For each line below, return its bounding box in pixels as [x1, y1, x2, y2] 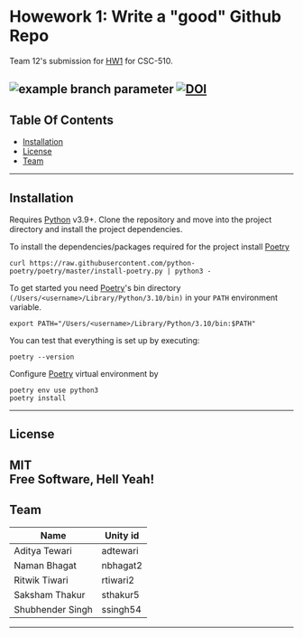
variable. [9, 301, 42, 313]
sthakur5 [101, 588, 140, 601]
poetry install [9, 393, 67, 403]
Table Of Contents [9, 112, 115, 127]
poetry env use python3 [9, 386, 99, 395]
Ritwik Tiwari [14, 574, 69, 586]
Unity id [105, 529, 140, 541]
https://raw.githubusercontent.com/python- [29, 258, 196, 267]
